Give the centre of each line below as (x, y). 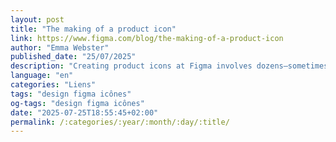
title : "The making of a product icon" (93, 29)
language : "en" (42, 76)
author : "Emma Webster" (60, 47)
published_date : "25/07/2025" (73, 57)
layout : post (37, 19)
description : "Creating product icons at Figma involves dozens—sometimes (169, 66)
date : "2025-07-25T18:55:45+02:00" (84, 112)
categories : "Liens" (53, 85)
